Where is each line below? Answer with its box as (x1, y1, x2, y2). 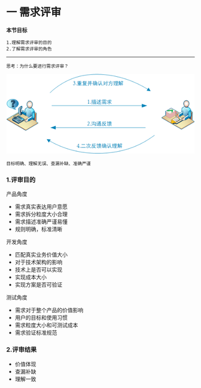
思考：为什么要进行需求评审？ (6, 63, 69, 69)
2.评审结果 (6, 345, 37, 354)
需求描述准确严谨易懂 (14, 218, 68, 225)
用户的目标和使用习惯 (14, 314, 68, 321)
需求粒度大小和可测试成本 (14, 321, 78, 329)
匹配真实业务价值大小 (14, 251, 68, 258)
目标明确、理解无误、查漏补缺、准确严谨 (6, 160, 91, 167)
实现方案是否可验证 (14, 281, 63, 288)
